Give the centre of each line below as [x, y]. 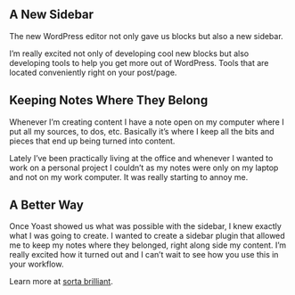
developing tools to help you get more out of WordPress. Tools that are [139, 62]
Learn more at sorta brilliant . [61, 282]
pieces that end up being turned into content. [92, 141]
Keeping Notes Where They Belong [109, 100]
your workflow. [37, 264]
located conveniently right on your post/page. [93, 72]
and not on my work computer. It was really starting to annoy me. [129, 176]
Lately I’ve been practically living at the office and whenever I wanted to [141, 158]
